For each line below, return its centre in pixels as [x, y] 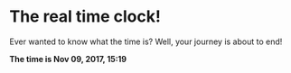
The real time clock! [85, 17]
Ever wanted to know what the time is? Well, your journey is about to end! [146, 41]
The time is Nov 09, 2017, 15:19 [68, 59]
